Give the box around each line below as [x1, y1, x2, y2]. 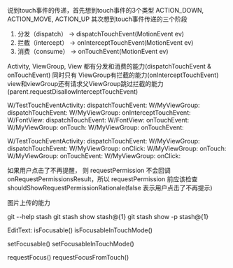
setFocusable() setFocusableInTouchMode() [7, 240, 134, 248]
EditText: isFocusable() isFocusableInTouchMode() [7, 226, 153, 234]
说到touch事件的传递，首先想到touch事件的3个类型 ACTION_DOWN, [7, 6, 204, 14]
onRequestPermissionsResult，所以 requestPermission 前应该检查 [7, 175, 198, 183]
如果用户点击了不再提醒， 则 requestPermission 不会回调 [7, 167, 171, 174]
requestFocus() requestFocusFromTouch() [7, 253, 129, 261]
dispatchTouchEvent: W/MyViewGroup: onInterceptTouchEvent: [7, 108, 191, 117]
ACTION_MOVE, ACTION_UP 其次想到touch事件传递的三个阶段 [7, 15, 188, 23]
